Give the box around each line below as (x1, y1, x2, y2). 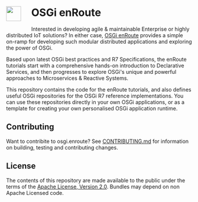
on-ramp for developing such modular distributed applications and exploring (6, 38, 192, 45)
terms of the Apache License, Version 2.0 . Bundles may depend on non (6, 183, 180, 190)
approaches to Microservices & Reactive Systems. (6, 74, 129, 82)
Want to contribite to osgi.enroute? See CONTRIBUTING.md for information (6, 138, 189, 145)
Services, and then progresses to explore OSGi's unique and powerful (6, 68, 177, 75)
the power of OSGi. (6, 44, 53, 51)
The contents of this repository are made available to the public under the (6, 177, 186, 184)
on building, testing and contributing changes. (6, 144, 118, 151)
